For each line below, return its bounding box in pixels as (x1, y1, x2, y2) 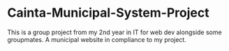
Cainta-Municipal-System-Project (7, 5, 209, 21)
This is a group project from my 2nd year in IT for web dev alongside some (7, 28, 222, 36)
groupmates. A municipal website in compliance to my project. (7, 35, 186, 43)
